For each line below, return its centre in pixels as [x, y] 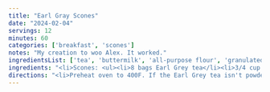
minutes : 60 [28, 38]
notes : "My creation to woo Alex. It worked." [88, 53]
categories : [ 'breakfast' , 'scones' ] [72, 46]
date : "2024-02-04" [41, 23]
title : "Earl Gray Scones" [53, 16]
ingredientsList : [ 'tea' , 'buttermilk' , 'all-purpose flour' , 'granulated [136, 61]
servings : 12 [30, 30]
